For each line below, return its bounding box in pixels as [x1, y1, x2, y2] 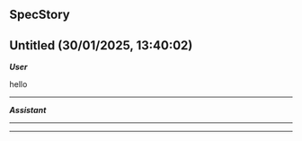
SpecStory [9, 7, 70, 22]
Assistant [9, 105, 47, 116]
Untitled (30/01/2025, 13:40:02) [9, 38, 193, 53]
